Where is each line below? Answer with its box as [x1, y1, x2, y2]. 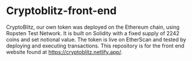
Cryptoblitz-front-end [6, 4, 117, 18]
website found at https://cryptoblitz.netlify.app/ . [6, 48, 123, 55]
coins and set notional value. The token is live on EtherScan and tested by [6, 36, 187, 43]
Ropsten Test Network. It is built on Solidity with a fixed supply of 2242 [6, 29, 180, 36]
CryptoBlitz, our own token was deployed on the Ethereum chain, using [6, 23, 180, 30]
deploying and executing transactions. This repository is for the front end [6, 42, 185, 49]
